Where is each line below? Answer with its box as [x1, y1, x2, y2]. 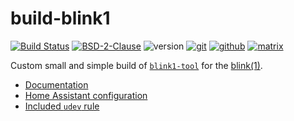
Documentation [24, 78, 89, 91]
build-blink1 [10, 7, 111, 30]
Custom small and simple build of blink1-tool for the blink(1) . [10, 59, 263, 71]
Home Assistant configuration [24, 89, 148, 101]
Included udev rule [24, 100, 100, 112]
